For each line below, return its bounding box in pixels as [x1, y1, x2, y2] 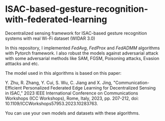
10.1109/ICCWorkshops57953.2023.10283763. [5, 100, 99, 106]
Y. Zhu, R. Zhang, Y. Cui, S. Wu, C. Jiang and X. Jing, [5, 80, 112, 86]
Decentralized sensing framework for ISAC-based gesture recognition [5, 30, 147, 36]
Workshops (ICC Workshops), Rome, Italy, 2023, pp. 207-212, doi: [5, 95, 139, 101]
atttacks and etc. [5, 60, 39, 66]
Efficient [5, 85, 22, 91]
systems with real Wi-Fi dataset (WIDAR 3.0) [5, 35, 96, 41]
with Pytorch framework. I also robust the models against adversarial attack [5, 50, 159, 56]
